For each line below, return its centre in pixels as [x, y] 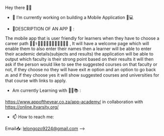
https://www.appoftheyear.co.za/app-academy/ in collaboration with [74, 102]
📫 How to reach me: [33, 117]
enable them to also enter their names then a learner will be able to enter [78, 49]
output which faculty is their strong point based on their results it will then [79, 59]
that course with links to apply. [36, 81]
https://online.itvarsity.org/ [32, 107]
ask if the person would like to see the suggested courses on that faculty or [81, 64]
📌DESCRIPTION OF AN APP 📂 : [43, 29]
